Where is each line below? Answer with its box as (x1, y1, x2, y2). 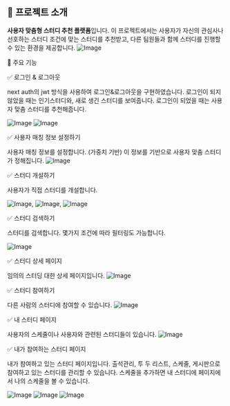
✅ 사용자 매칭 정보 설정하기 (7, 133, 81, 141)
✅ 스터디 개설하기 (7, 171, 55, 179)
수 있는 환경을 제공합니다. (7, 44, 76, 52)
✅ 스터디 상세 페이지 (7, 257, 62, 265)
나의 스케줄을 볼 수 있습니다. (14, 376, 90, 385)
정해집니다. (14, 156, 45, 165)
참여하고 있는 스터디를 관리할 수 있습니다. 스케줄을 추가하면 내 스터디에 (7, 368, 197, 376)
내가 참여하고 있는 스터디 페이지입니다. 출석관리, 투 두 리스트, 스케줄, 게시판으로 (7, 359, 221, 368)
